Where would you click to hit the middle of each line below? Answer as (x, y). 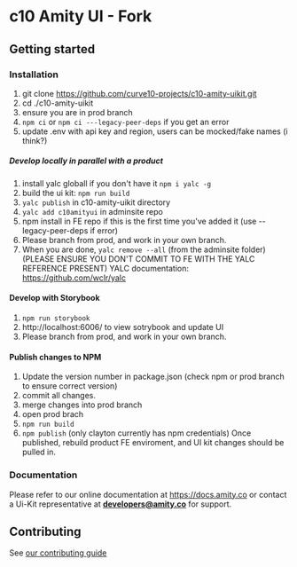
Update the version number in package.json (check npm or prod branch (153, 377)
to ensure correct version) (70, 386)
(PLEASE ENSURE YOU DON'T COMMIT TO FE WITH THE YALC (138, 258)
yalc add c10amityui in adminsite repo (93, 211)
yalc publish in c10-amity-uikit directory (96, 202)
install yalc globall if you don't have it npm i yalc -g (117, 183)
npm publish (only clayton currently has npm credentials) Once (137, 433)
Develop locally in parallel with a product (86, 161)
